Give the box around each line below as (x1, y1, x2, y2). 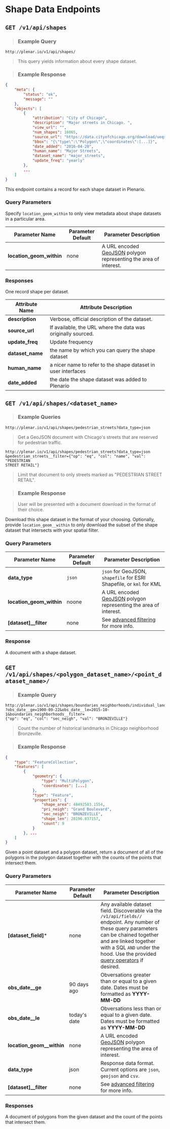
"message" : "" (23, 97, 53, 102)
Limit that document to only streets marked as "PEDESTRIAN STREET (17, 471, 162, 477)
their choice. (17, 507, 44, 513)
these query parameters (100, 925, 158, 932)
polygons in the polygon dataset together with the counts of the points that (5, 855, 161, 861)
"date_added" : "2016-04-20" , (32, 144, 94, 149)
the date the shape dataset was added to (50, 376, 147, 383)
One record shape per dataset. (5, 289, 69, 295)
